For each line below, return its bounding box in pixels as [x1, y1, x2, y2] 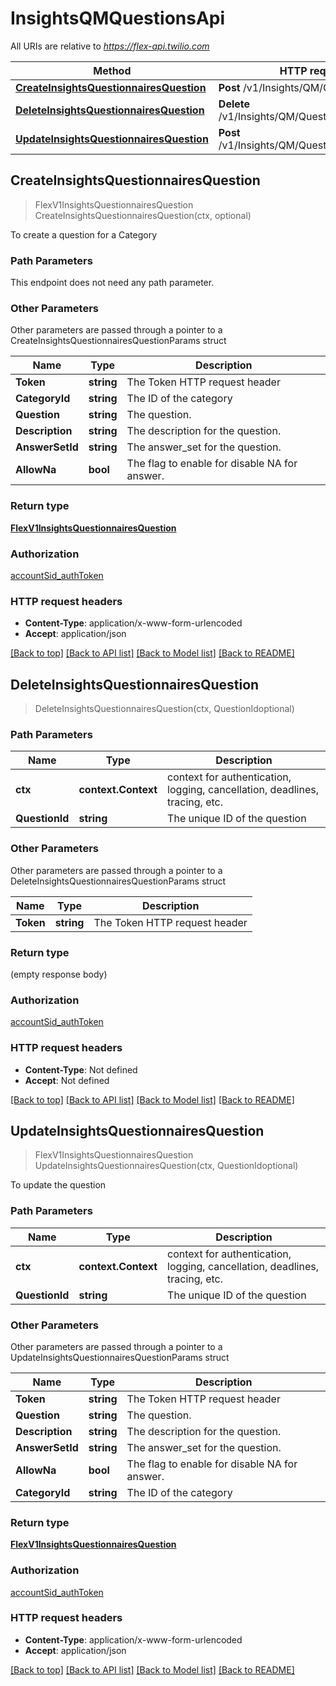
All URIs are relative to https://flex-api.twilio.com [10, 40, 210, 52]
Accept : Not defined [24, 1074, 110, 1086]
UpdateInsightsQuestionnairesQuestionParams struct [10, 1351, 230, 1363]
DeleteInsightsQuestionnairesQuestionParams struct [10, 875, 227, 887]
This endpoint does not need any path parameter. [10, 277, 215, 289]
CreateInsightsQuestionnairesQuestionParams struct [10, 335, 227, 347]
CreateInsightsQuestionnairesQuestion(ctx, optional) [34, 209, 252, 221]
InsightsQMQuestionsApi [10, 7, 226, 30]
